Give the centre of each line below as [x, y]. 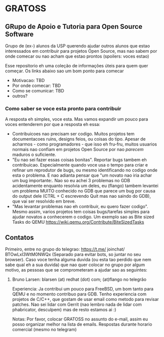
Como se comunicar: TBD [38, 91]
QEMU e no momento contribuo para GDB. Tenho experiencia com [79, 294]
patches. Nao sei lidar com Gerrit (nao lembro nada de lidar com [77, 305]
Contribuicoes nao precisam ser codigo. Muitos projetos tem [73, 134]
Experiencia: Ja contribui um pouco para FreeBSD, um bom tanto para [83, 289]
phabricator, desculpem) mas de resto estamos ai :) [64, 310]
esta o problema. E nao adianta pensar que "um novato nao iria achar [82, 175]
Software [19, 34]
